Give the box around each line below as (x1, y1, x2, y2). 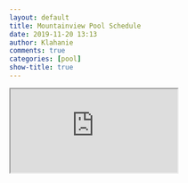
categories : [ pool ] (9, 54, 82, 63)
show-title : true (9, 63, 74, 72)
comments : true (9, 46, 66, 55)
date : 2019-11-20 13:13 (9, 29, 98, 38)
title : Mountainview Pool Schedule (9, 21, 142, 30)
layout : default (9, 12, 69, 22)
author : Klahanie (9, 37, 74, 47)
